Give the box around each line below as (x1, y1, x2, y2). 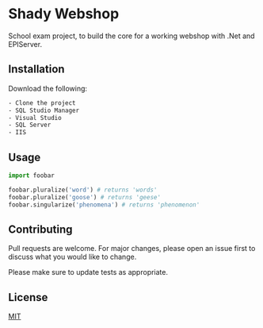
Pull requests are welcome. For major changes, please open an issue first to (8, 244, 256, 253)
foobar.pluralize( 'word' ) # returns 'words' (8, 186, 158, 194)
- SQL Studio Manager (8, 106, 80, 114)
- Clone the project (8, 98, 77, 107)
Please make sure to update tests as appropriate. (8, 268, 169, 277)
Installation (8, 63, 65, 76)
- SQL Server (8, 121, 51, 129)
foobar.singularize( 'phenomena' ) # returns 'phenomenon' (8, 200, 200, 209)
